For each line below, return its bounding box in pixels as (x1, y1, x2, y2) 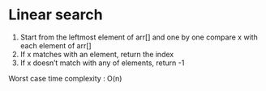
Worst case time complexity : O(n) (8, 73, 122, 83)
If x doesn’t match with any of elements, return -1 (19, 58, 185, 68)
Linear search (8, 6, 103, 24)
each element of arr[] (19, 40, 92, 50)
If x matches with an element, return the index (19, 49, 174, 59)
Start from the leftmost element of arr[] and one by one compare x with (19, 32, 258, 42)
